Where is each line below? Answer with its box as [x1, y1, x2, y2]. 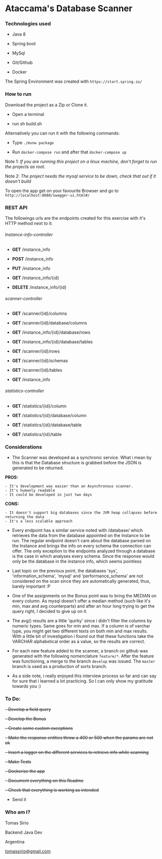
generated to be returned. [12, 465, 64, 471]
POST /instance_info [12, 256, 53, 262]
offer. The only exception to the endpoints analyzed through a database [12, 548, 155, 554]
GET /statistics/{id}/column [12, 403, 67, 409]
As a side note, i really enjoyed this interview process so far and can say [12, 673, 157, 679]
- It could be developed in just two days [5, 492, 92, 497]
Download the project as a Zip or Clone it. [5, 102, 88, 108]
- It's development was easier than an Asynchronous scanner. [5, 483, 133, 489]
